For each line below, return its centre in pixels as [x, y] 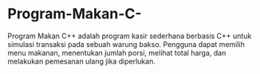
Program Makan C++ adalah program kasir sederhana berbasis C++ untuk [130, 36]
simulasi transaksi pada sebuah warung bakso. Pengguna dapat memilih [126, 44]
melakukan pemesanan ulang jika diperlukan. [82, 61]
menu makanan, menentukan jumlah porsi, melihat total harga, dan [117, 53]
